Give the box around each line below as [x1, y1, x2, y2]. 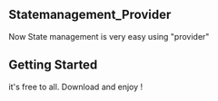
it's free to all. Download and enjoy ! [8, 81, 144, 92]
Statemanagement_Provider [8, 7, 172, 23]
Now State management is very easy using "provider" [8, 31, 210, 41]
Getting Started [8, 58, 98, 73]
